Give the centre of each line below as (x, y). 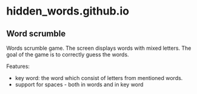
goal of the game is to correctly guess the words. (68, 55)
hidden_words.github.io (68, 11)
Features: (18, 66)
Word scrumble (36, 34)
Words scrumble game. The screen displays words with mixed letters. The (99, 48)
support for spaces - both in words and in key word (79, 84)
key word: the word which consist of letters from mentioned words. (99, 78)
